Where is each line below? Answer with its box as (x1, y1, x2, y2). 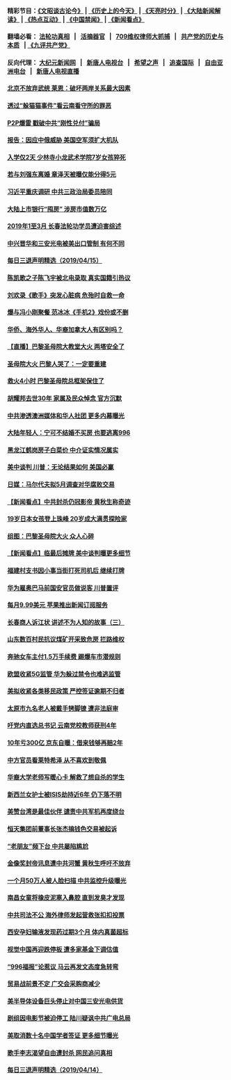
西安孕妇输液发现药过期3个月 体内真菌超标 (7, 928, 129, 936)
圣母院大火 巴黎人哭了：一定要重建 (7, 359, 106, 368)
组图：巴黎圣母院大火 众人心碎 (7, 532, 95, 540)
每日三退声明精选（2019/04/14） (7, 1065, 103, 1074)
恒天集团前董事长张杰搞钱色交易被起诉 (7, 825, 117, 833)
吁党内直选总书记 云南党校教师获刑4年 (7, 721, 117, 730)
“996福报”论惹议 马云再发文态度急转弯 (7, 962, 119, 971)
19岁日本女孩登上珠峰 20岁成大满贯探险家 (7, 515, 127, 523)
